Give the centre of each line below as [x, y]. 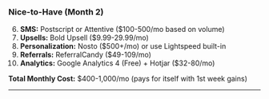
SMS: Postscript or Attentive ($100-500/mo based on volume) [122, 30]
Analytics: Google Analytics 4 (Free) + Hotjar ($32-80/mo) [117, 63]
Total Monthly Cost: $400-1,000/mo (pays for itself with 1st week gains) [128, 79]
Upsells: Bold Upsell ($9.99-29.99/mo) [84, 38]
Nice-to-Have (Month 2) [56, 12]
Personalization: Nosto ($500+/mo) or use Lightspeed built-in [123, 46]
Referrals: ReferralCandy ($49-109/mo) [86, 55]
